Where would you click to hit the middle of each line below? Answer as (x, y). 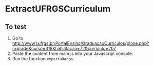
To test (16, 27)
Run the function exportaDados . (43, 59)
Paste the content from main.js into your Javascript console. (72, 53)
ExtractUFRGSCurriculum (58, 9)
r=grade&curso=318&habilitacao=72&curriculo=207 (64, 48)
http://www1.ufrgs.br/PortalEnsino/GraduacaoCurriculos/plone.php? (81, 43)
